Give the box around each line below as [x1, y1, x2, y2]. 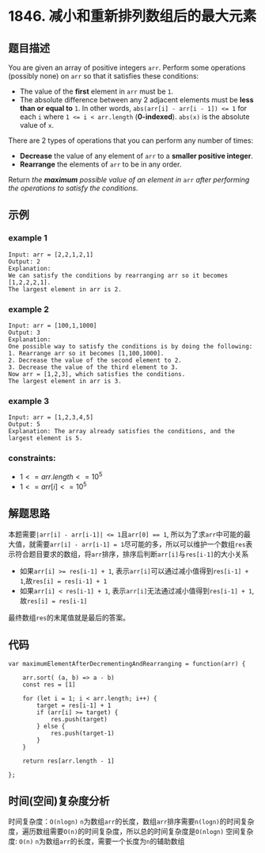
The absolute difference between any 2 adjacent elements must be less [19, 95, 254, 104]
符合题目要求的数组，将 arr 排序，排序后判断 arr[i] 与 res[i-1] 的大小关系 [14, 549, 249, 559]
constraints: [8, 453, 57, 464]
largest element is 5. [8, 434, 83, 443]
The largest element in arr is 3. [8, 377, 123, 385]
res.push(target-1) [50, 729, 115, 737]
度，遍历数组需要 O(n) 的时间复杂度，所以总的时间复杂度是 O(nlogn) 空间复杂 [8, 827, 254, 836]
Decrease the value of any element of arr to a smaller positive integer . [19, 152, 253, 160]
